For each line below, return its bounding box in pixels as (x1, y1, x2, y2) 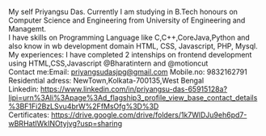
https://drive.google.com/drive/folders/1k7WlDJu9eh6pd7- (51, 110, 247, 120)
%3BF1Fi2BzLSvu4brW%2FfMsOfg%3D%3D (8, 101, 159, 111)
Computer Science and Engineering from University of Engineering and (8, 15, 246, 25)
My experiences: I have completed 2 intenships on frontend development (8, 50, 252, 59)
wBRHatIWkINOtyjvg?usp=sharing (8, 119, 123, 128)
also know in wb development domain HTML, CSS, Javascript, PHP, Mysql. (8, 41, 258, 51)
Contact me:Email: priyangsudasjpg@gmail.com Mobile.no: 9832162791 (8, 67, 248, 76)
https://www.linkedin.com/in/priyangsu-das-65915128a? (40, 84, 228, 94)
